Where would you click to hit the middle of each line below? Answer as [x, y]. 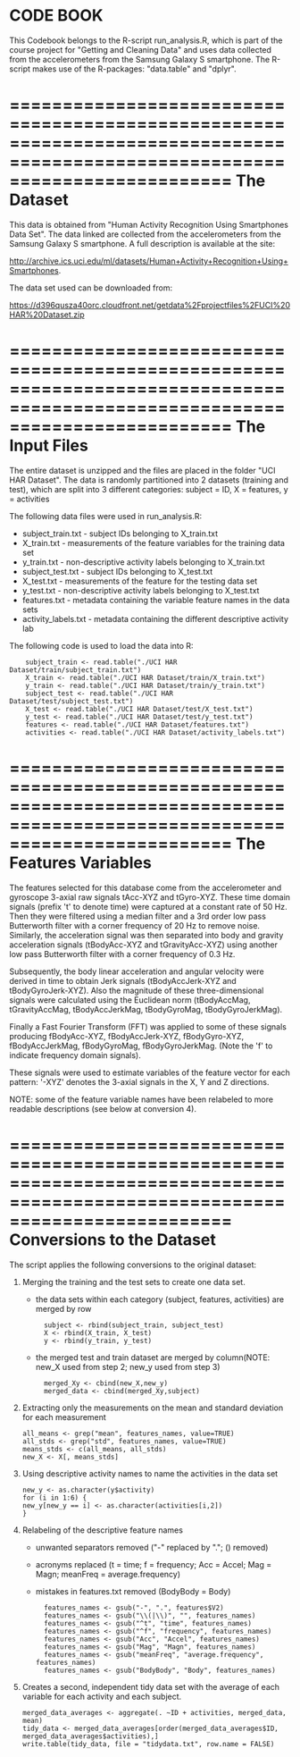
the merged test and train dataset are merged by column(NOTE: [153, 1357]
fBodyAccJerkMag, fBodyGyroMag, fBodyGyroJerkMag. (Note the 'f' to [141, 1046]
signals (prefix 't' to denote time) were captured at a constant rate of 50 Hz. [148, 906]
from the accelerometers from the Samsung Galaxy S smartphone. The [140, 59]
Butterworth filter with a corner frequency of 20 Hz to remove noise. [135, 925]
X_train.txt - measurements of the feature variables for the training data [154, 542]
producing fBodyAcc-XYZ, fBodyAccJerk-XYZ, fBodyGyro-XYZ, [127, 1036]
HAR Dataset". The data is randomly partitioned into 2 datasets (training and [149, 480]
